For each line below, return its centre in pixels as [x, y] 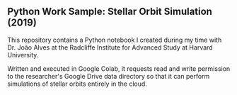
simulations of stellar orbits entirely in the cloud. [77, 84]
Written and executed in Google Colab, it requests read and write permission [119, 68]
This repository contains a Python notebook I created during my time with [115, 40]
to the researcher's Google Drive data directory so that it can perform [109, 76]
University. [23, 55]
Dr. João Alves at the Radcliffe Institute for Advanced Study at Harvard [110, 47]
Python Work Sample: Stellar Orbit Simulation [110, 12]
